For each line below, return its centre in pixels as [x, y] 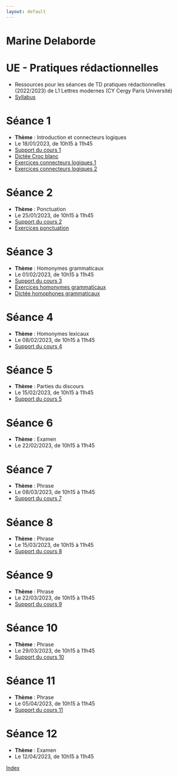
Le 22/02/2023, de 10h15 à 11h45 [55, 446]
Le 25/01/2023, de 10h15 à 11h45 [54, 215]
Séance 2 [29, 192]
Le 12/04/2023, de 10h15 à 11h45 [54, 756]
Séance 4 [30, 317]
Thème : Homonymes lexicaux [52, 333]
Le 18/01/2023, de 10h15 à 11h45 [54, 143]
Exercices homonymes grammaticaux [60, 287]
